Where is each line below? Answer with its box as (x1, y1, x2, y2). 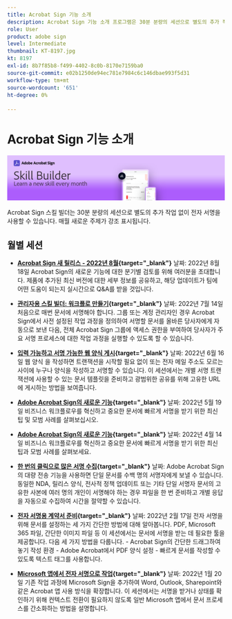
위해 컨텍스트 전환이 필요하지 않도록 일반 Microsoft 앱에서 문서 (35, 595, 205, 604)
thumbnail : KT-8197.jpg (7, 48, 76, 55)
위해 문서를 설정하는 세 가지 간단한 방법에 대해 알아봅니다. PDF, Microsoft (17, 520, 216, 529)
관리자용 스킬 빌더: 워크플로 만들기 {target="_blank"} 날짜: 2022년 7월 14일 (17, 300, 224, 308)
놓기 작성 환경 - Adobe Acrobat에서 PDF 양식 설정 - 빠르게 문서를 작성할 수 (17, 546, 221, 555)
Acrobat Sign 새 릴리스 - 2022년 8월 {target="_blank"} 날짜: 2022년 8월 (17, 259, 220, 267)
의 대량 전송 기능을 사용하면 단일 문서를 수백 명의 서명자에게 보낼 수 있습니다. (17, 471, 224, 479)
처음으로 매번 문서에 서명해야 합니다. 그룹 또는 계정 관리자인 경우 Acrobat (17, 308, 215, 316)
